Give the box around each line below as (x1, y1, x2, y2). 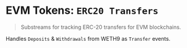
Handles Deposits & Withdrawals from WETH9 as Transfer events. (5, 35, 171, 42)
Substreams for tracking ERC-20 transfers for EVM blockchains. (20, 23, 182, 31)
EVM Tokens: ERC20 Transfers (5, 4, 159, 17)
